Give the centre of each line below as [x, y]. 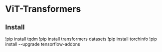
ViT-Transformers [43, 9]
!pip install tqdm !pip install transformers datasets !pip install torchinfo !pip [81, 39]
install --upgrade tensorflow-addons [43, 44]
